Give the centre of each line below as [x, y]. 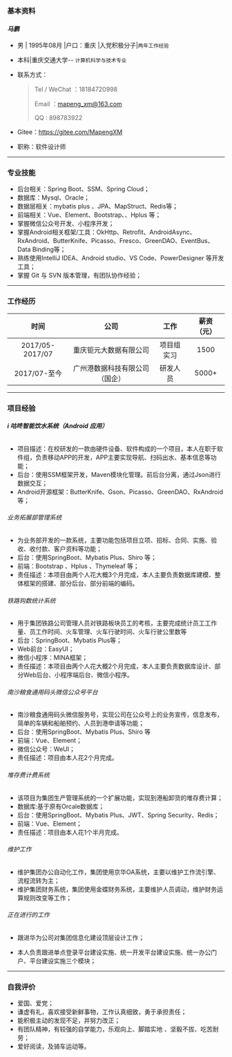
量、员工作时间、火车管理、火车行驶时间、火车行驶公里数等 [102, 632]
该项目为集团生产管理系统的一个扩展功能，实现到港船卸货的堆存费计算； [120, 797]
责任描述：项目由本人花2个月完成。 [68, 758]
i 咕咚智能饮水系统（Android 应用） [58, 426]
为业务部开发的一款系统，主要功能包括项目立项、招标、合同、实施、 [114, 541]
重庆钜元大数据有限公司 [111, 350]
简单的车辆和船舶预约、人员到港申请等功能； [81, 724]
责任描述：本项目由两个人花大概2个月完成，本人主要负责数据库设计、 [116, 666]
